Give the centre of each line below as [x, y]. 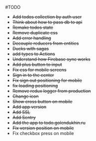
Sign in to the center [33, 75]
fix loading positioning [35, 86]
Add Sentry [24, 117]
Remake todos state [33, 27]
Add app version [29, 107]
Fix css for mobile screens [39, 70]
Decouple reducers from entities [46, 43]
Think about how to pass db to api [47, 22]
